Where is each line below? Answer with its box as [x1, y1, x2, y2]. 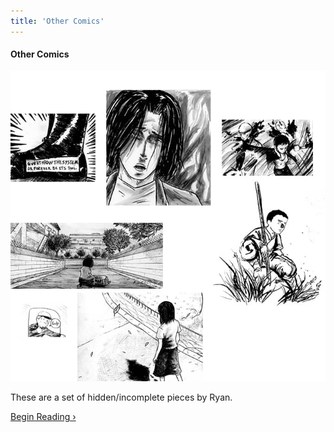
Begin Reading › [10, 410, 77, 422]
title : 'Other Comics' [10, 16, 105, 26]
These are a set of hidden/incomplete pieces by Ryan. [10, 391, 233, 403]
